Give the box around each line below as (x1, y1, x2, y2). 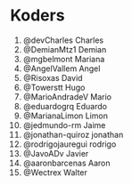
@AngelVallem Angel (22, 63, 101, 74)
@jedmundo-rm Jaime (22, 119, 106, 130)
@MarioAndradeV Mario (22, 91, 112, 102)
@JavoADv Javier (22, 148, 89, 158)
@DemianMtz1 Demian (22, 44, 107, 54)
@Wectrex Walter (22, 166, 88, 178)
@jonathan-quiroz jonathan (22, 129, 124, 140)
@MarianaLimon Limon (22, 110, 109, 121)
